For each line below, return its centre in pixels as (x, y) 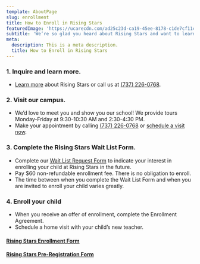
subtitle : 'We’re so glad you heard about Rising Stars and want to (93, 34)
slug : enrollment (28, 17)
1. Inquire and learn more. (44, 71)
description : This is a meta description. (65, 45)
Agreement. (29, 220)
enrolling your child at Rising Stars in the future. (73, 167)
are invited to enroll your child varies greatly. (69, 186)
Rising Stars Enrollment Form (43, 241)
